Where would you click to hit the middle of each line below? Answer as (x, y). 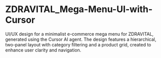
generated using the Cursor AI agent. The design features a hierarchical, (81, 39)
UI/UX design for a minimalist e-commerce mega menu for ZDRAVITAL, (79, 34)
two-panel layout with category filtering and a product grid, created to (78, 44)
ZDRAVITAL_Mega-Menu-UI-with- (79, 9)
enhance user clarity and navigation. (43, 50)
